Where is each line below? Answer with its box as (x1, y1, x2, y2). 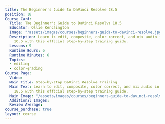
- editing (9, 62, 29, 66)
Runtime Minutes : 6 (9, 52, 50, 58)
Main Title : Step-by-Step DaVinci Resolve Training (9, 80, 118, 84)
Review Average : (9, 103, 43, 107)
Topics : (9, 57, 26, 62)
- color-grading (9, 66, 43, 71)
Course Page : (5, 71, 32, 76)
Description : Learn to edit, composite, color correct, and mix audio (9, 35, 157, 40)
